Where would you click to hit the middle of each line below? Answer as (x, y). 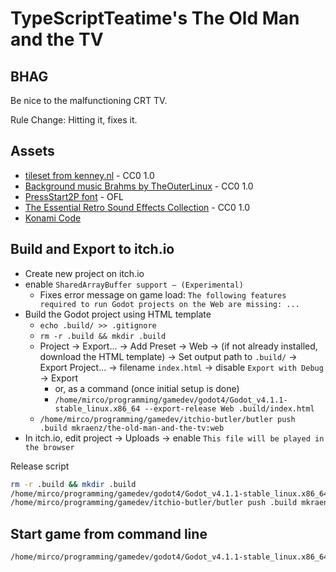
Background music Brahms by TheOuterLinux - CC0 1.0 (139, 186)
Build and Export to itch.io (92, 249)
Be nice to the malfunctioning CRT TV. (89, 100)
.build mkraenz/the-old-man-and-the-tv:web (132, 428)
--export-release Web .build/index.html (229, 408)
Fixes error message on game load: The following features (163, 294)
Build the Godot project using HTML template (118, 314)
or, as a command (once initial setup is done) (147, 388)
